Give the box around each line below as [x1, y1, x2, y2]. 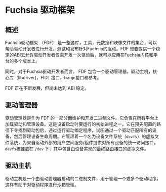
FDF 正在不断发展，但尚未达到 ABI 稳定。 [5, 85, 89, 91]
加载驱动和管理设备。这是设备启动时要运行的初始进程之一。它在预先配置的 [5, 121, 157, 127]
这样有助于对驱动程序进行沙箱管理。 [5, 182, 79, 188]
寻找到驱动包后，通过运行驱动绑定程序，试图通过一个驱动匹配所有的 [13, 127, 152, 133]
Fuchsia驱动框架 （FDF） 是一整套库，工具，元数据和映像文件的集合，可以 [5, 40, 157, 45]
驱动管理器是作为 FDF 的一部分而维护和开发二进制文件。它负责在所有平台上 [5, 115, 159, 121]
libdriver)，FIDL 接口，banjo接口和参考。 [18, 75, 102, 80]
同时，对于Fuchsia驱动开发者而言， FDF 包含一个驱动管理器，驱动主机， [5, 68, 153, 74]
